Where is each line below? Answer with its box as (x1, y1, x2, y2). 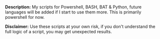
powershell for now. (5, 14, 45, 20)
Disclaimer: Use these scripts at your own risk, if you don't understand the (5, 24, 156, 29)
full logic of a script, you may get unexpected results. (5, 29, 112, 34)
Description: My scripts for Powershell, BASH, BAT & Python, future (5, 4, 142, 10)
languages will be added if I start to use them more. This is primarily (5, 9, 141, 15)
